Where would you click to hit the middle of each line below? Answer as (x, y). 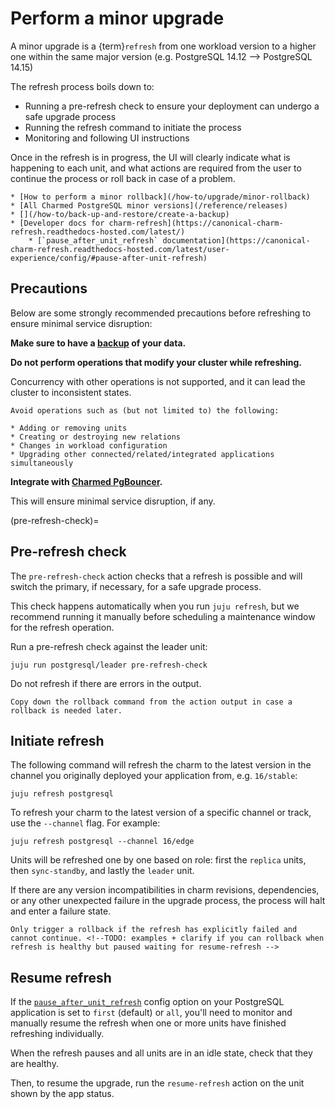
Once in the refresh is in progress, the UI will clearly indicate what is (150, 157)
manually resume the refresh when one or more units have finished (148, 1023)
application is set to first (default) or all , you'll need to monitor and (151, 1013)
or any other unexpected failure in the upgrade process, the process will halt (168, 901)
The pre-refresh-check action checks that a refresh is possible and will (156, 576)
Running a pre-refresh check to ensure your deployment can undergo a (172, 106)
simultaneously (42, 463)
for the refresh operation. (62, 627)
